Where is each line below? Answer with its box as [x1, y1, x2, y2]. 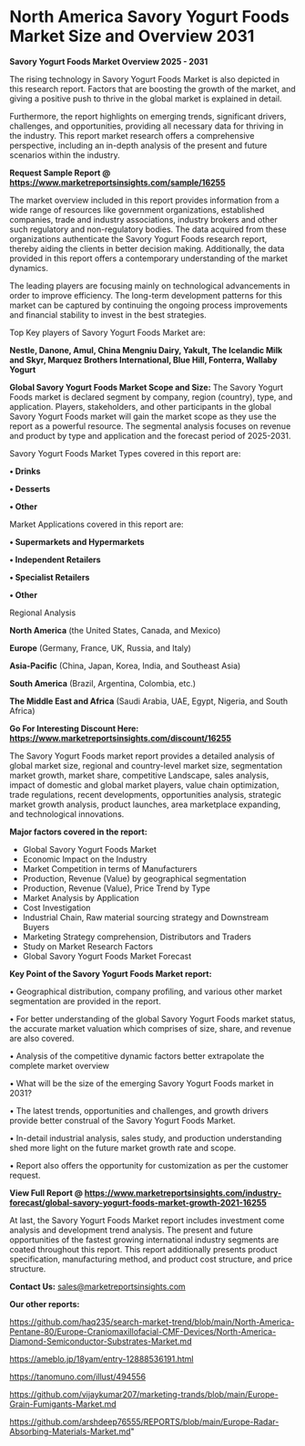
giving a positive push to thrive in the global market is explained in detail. [9, 93, 282, 104]
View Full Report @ [9, 1187, 84, 1198]
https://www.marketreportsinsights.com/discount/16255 [9, 732, 232, 743]
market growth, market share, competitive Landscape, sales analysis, [9, 770, 269, 781]
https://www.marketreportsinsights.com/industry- [84, 1187, 282, 1198]
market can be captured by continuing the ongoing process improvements [9, 299, 289, 310]
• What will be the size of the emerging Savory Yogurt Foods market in [9, 1077, 275, 1088]
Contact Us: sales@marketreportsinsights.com [9, 1281, 187, 1292]
